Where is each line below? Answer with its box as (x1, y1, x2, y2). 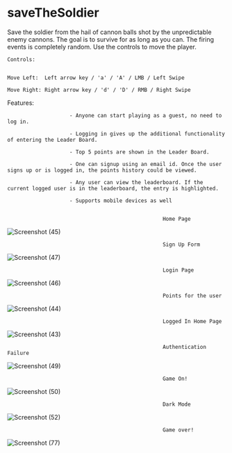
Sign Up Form (162, 241, 200, 248)
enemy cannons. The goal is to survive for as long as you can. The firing (7, 35, 214, 43)
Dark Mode (162, 401, 191, 408)
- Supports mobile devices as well (69, 197, 172, 204)
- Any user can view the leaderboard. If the (69, 179, 204, 186)
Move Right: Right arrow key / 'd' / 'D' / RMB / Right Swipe (7, 86, 191, 93)
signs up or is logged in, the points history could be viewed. (7, 167, 197, 174)
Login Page (162, 266, 194, 274)
